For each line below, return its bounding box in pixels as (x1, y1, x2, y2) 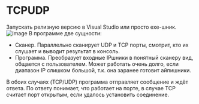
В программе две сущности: (29, 29, 102, 36)
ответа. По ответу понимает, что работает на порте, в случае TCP (6, 84, 176, 91)
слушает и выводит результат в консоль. (14, 47, 120, 54)
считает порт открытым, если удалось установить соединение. (6, 91, 170, 98)
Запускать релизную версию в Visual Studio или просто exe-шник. (6, 23, 177, 30)
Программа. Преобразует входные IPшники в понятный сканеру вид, (14, 54, 194, 61)
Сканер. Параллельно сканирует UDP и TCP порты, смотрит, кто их (14, 41, 189, 48)
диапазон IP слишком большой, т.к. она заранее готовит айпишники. (14, 66, 192, 74)
